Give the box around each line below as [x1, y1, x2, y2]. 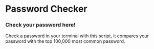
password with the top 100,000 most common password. [5, 38, 125, 44]
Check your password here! [5, 21, 76, 29]
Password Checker [5, 3, 87, 15]
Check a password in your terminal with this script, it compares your [5, 33, 149, 39]
